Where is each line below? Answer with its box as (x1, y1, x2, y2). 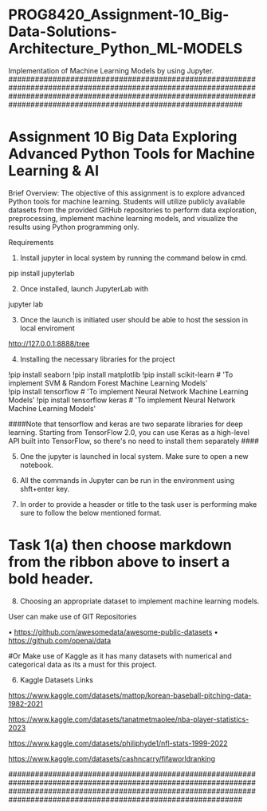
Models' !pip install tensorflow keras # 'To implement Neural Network (8, 395, 236, 405)
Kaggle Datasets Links (19, 675, 94, 684)
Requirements (8, 237, 54, 247)
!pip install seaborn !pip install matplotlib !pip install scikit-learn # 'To (8, 370, 234, 379)
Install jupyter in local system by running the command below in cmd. (19, 253, 248, 263)
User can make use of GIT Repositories (8, 611, 137, 621)
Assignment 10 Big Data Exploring (8, 128, 238, 146)
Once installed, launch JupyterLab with (19, 283, 149, 293)
